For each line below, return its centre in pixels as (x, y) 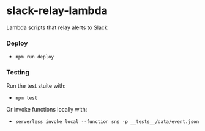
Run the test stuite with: (36, 85)
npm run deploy (35, 57)
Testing (18, 73)
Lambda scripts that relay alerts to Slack (57, 27)
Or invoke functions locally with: (47, 109)
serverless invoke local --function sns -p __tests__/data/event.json (107, 122)
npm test (26, 98)
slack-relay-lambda (57, 11)
